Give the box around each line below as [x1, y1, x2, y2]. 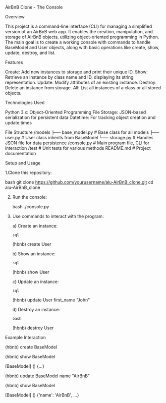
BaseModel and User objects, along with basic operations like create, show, [5, 45, 160, 50]
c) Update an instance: [12, 279, 59, 285]
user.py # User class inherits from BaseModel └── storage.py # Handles [5, 135, 154, 140]
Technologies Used [5, 100, 45, 106]
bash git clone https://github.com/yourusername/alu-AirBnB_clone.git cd [5, 179, 154, 185]
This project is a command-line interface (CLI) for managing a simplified [5, 23, 152, 29]
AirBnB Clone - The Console [5, 4, 63, 10]
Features [5, 59, 23, 65]
